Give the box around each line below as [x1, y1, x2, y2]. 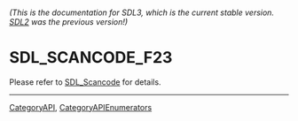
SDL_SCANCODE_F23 [9, 47, 173, 67]
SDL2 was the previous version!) [9, 16, 129, 26]
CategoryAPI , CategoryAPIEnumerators [9, 102, 153, 112]
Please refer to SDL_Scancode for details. [9, 76, 161, 87]
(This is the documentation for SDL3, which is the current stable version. [9, 7, 275, 18]
